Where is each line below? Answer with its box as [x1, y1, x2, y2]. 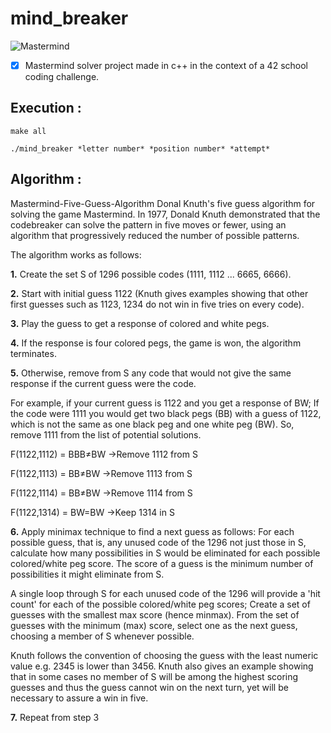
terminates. [10, 347, 57, 359]
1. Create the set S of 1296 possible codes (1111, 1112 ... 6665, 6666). [10, 268, 292, 280]
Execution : [10, 100, 82, 117]
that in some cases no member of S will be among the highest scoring [10, 670, 299, 682]
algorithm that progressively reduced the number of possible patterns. [10, 229, 300, 241]
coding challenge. [24, 71, 100, 82]
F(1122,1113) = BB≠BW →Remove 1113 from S [10, 467, 193, 479]
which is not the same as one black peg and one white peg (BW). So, [10, 418, 295, 430]
